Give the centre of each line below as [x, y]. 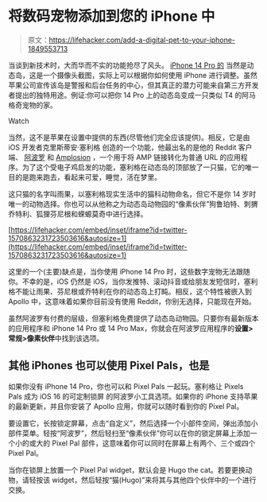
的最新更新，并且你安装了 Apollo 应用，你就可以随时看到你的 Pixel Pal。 [126, 406]
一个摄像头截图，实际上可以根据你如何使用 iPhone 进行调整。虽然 [150, 75]
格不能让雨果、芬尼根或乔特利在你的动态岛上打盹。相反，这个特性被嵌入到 [130, 291]
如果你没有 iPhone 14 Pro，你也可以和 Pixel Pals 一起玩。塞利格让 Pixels [126, 386]
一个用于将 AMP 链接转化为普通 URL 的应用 [170, 157]
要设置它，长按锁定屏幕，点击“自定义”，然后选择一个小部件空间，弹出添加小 [133, 423]
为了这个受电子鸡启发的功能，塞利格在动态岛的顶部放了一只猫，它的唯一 [140, 167]
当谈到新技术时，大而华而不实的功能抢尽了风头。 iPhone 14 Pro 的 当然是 [128, 65]
